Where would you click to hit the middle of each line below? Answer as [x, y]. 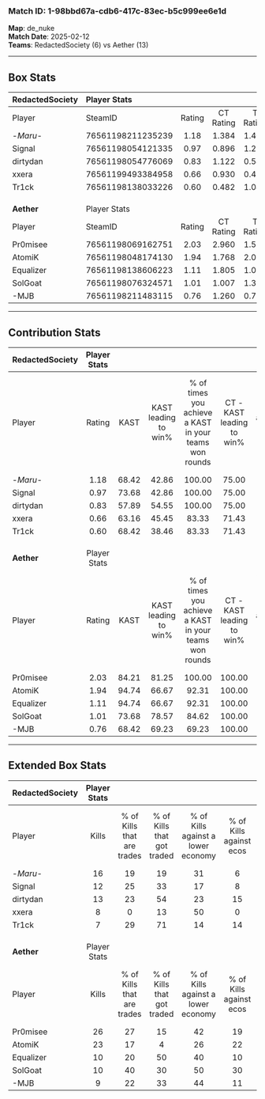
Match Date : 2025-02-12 [49, 36]
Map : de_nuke [32, 28]
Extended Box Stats [57, 766]
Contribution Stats [54, 333]
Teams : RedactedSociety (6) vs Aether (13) [78, 45]
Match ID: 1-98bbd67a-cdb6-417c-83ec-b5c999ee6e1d [118, 11]
